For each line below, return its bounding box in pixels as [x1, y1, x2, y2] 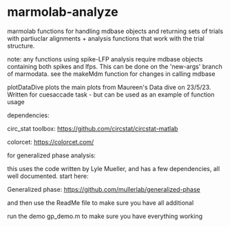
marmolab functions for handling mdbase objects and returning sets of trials [7, 27, 224, 35]
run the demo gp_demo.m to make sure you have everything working [7, 212, 203, 220]
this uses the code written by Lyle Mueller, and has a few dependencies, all [7, 164, 220, 172]
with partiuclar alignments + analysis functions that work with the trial [7, 34, 205, 42]
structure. [7, 41, 35, 50]
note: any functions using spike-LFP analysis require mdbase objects [7, 55, 203, 63]
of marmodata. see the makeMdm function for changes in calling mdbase [7, 70, 216, 78]
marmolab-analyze [7, 4, 118, 20]
